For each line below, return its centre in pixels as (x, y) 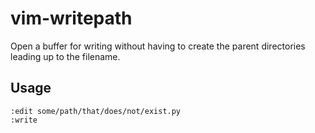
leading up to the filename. (65, 56)
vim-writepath (71, 18)
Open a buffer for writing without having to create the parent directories (158, 46)
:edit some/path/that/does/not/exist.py (96, 111)
